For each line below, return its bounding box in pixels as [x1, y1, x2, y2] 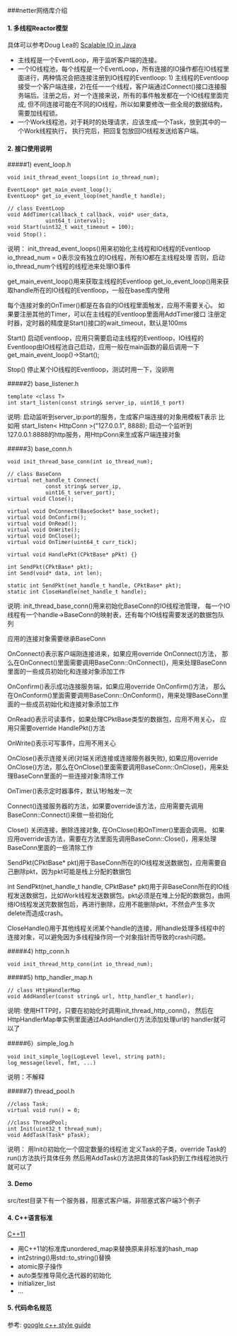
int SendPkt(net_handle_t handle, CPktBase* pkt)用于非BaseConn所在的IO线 [7, 883, 230, 891]
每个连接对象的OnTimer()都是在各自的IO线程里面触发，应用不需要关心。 [7, 301, 217, 310]
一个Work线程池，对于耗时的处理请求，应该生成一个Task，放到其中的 [17, 118, 221, 126]
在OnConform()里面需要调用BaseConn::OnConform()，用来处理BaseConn [7, 691, 223, 700]
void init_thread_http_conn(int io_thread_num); [7, 961, 154, 968]
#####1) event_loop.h [7, 160, 71, 169]
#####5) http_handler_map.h [7, 973, 93, 982]
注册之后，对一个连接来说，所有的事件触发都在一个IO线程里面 [42, 91, 223, 100]
